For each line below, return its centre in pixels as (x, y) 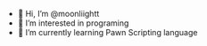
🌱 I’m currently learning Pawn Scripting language (108, 32)
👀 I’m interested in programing (73, 23)
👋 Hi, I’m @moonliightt (58, 14)
